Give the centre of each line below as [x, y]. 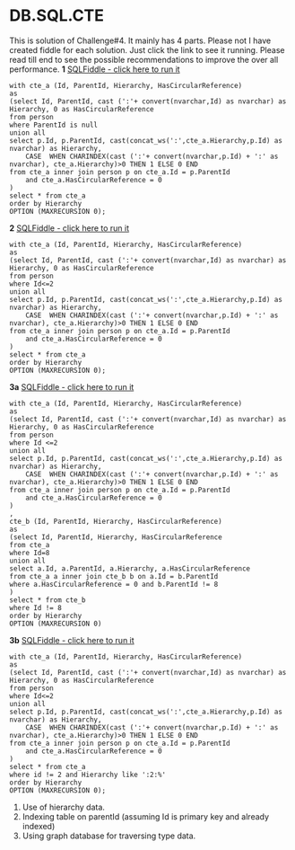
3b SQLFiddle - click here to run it [72, 640]
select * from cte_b [48, 600]
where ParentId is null [54, 125]
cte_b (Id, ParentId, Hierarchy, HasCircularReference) [116, 521]
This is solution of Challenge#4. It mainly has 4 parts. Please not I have [140, 40]
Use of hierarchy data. [64, 807]
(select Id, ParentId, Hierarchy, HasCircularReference [116, 537]
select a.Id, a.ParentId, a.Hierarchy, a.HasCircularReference [130, 568]
